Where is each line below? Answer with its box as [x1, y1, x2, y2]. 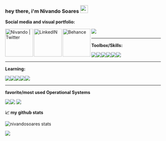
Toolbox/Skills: [91, 43, 123, 48]
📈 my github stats [5, 109, 43, 116]
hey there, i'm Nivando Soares [5, 7, 79, 14]
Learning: [5, 66, 26, 72]
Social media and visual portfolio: [5, 19, 75, 25]
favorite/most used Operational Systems [5, 90, 90, 95]
